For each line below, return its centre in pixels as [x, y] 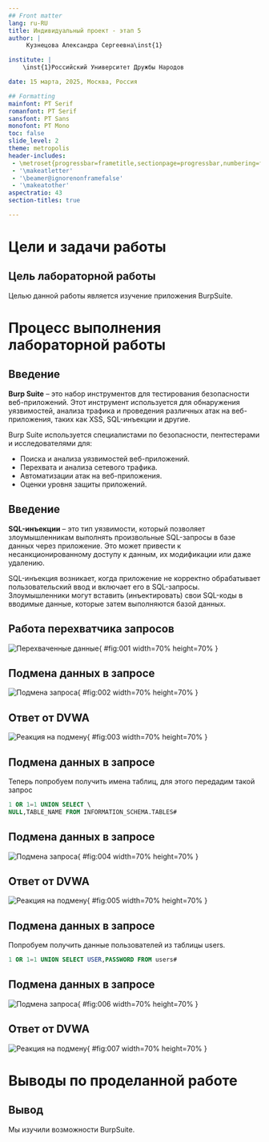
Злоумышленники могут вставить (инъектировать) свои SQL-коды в [126, 595]
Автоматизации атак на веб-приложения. [91, 475]
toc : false [26, 134]
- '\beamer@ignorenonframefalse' [68, 178]
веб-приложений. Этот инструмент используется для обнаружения [124, 402]
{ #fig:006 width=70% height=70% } [138, 1004]
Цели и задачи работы [87, 247]
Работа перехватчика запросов [91, 629]
